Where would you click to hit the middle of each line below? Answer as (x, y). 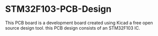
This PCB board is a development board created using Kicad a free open (79, 23)
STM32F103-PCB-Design (58, 9)
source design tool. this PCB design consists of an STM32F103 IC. (73, 28)
